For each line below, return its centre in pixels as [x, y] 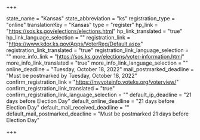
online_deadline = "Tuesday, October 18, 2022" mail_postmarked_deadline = [100, 69]
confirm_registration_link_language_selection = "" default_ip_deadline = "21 [99, 95]
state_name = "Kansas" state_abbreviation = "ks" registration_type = [90, 18]
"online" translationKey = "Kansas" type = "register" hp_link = [82, 25]
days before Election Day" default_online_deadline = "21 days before [90, 101]
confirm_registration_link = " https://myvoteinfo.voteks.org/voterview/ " [93, 82]
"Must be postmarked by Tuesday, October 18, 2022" [72, 76]
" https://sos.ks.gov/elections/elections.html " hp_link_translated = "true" [94, 31]
